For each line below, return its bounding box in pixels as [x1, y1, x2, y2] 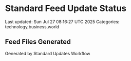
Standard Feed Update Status [5, 3, 127, 14]
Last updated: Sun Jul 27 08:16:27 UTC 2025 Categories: [5, 19, 120, 24]
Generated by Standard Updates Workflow [5, 50, 91, 56]
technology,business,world [5, 24, 59, 29]
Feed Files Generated [5, 38, 71, 46]
